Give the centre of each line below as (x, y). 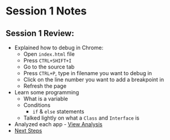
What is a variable (46, 99)
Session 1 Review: (40, 33)
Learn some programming (47, 92)
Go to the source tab (49, 67)
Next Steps (28, 131)
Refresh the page (45, 86)
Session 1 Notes (46, 11)
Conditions (37, 105)
